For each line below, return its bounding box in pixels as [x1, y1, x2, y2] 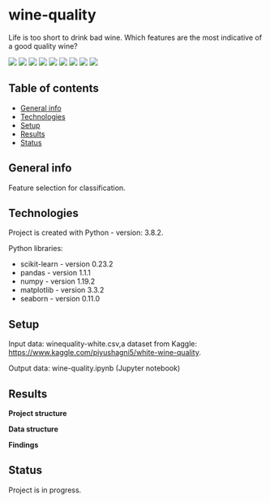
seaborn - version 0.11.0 [19, 294, 100, 304]
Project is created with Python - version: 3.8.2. [8, 228, 164, 237]
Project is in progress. [8, 485, 82, 495]
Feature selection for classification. [8, 183, 126, 193]
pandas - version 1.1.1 [19, 268, 91, 278]
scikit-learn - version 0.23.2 [19, 259, 114, 269]
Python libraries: [8, 244, 63, 254]
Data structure [8, 424, 59, 434]
